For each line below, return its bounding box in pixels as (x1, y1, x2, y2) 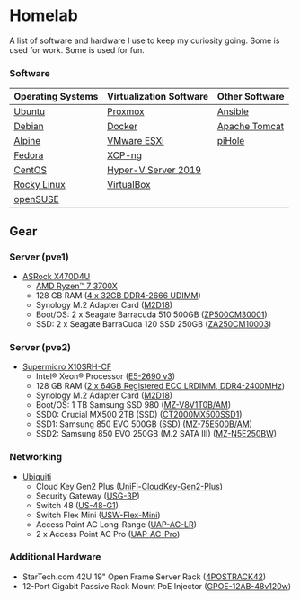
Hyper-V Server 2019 (106, 163, 202, 176)
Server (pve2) (9, 340, 72, 353)
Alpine (13, 135, 41, 147)
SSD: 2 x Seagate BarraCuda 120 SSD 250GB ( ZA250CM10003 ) (35, 318, 272, 329)
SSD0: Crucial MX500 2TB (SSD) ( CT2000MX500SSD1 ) (35, 410, 243, 420)
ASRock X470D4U (22, 270, 91, 281)
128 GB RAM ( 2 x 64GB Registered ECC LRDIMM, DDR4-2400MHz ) (35, 381, 286, 392)
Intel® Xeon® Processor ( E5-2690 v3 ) (35, 371, 176, 382)
